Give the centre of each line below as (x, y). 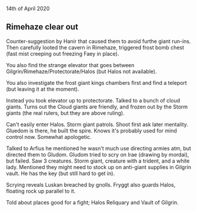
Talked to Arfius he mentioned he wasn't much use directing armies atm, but (98, 148)
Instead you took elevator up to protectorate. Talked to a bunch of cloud (93, 100)
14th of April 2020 (28, 9)
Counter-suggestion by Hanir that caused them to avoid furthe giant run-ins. (98, 41)
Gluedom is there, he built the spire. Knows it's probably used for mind (92, 130)
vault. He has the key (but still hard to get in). (61, 173)
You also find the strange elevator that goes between (70, 65)
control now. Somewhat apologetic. (49, 137)
